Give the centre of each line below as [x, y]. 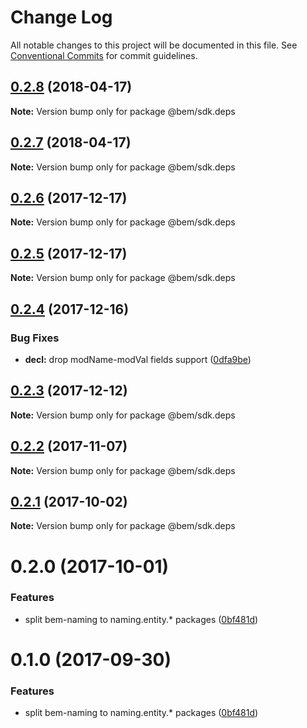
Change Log [61, 17]
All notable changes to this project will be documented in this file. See [154, 45]
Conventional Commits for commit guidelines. [104, 55]
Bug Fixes [35, 338]
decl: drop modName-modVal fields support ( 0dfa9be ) [138, 359]
